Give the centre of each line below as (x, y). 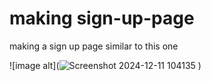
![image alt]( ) (105, 65)
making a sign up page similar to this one (94, 46)
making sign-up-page (102, 18)
